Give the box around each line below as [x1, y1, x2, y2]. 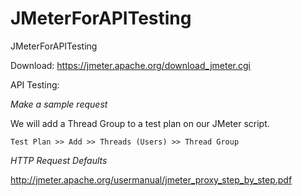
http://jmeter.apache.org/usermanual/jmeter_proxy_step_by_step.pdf [10, 173, 293, 186]
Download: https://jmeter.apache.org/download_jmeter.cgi [10, 59, 252, 71]
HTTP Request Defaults [10, 154, 108, 166]
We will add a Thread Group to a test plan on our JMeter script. [10, 117, 270, 129]
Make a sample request [10, 98, 108, 110]
